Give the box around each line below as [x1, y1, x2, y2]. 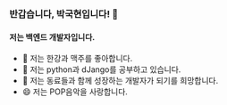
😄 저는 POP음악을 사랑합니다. [21, 86, 128, 97]
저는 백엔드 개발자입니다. [9, 31, 96, 42]
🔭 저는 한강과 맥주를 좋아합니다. [21, 53, 133, 64]
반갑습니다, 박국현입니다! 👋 [9, 7, 119, 20]
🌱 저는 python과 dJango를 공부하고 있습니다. [21, 64, 181, 75]
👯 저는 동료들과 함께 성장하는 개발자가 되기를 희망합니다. [21, 76, 219, 86]
